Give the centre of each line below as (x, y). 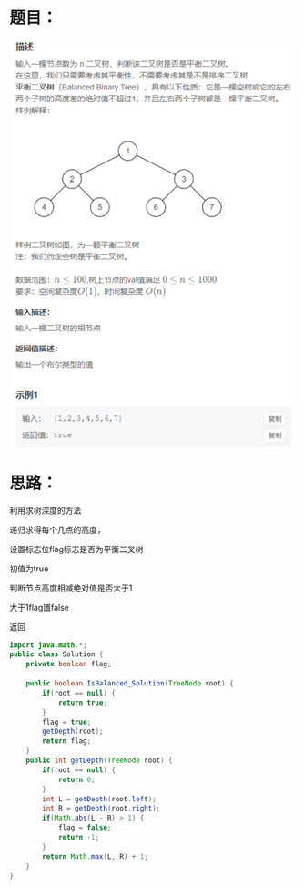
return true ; (82, 703)
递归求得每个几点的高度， (57, 529)
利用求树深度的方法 (46, 510)
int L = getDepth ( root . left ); (99, 799)
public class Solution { (56, 654)
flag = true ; (67, 722)
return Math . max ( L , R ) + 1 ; (95, 857)
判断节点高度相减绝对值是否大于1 (71, 588)
